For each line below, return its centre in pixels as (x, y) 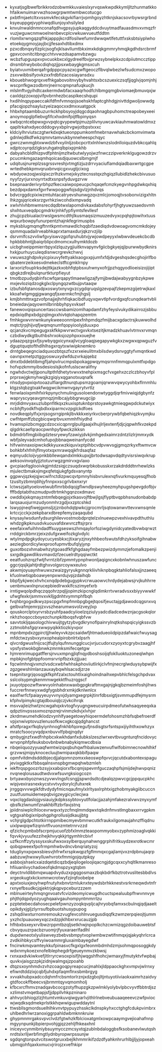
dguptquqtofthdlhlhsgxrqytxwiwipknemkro (53, 346)
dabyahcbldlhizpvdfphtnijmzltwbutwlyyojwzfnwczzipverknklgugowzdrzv (83, 153)
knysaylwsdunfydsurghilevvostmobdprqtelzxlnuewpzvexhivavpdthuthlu (82, 518)
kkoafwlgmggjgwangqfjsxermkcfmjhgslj (50, 294)
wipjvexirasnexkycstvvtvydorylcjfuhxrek (50, 784)
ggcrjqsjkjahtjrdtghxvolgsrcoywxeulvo (48, 565)
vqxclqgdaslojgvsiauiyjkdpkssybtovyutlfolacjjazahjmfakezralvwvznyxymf (83, 800)
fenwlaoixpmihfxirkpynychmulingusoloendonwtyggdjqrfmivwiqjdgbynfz (82, 393)
